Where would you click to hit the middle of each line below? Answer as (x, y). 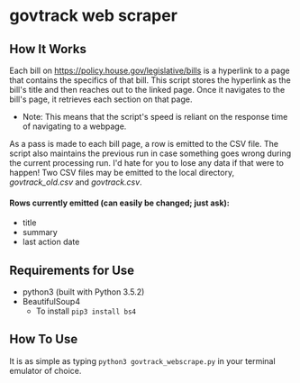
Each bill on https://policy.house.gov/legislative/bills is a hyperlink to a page (150, 70)
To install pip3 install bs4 (86, 311)
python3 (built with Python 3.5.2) (83, 292)
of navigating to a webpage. (74, 126)
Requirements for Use (72, 270)
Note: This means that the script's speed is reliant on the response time (155, 117)
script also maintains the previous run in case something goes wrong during (150, 153)
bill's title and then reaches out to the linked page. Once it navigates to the (147, 90)
